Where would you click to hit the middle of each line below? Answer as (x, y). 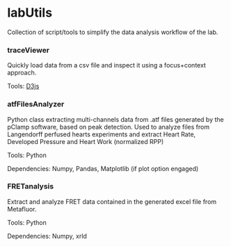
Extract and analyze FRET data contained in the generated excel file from (112, 201)
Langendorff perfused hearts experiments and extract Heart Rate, (102, 134)
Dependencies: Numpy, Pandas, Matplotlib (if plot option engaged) (103, 168)
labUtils (30, 13)
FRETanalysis (31, 186)
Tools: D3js (23, 86)
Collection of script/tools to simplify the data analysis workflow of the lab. (113, 32)
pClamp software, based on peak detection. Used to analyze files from (109, 127)
